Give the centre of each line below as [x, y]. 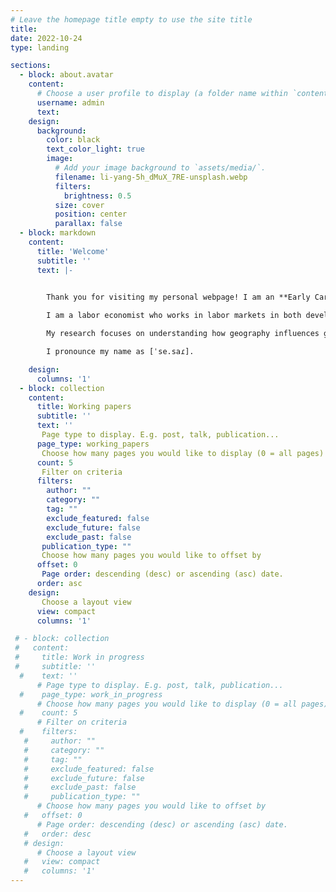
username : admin [70, 102]
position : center [91, 214]
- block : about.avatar [66, 75]
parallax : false [88, 224]
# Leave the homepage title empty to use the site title [131, 19]
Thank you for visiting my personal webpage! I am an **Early [178, 297]
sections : [31, 66]
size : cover [79, 205]
